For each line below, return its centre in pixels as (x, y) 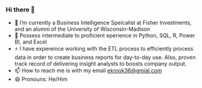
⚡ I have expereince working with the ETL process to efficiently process (104, 49)
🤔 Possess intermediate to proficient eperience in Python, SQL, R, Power (105, 36)
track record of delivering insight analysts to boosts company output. (100, 64)
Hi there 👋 (21, 10)
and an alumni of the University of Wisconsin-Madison (82, 29)
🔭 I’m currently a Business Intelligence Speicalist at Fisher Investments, (103, 23)
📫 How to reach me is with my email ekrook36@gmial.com (88, 71)
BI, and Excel (31, 42)
